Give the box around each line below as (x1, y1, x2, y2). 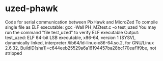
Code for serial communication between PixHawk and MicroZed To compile (5, 19, 158, 25)
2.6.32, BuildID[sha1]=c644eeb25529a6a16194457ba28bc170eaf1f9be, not (5, 45, 156, 51)
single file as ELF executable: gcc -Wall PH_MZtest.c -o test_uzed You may (5, 24, 157, 30)
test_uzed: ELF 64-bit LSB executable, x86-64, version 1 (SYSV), (5, 35, 136, 41)
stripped (5, 50, 22, 56)
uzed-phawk (5, 3, 58, 14)
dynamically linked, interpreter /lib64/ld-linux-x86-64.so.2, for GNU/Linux (5, 40, 154, 45)
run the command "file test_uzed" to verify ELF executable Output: (5, 29, 139, 35)
